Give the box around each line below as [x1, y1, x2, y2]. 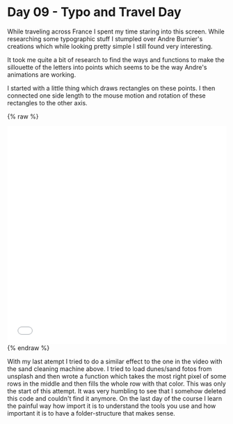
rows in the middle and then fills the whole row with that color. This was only [7, 379, 226, 388]
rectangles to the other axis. [7, 98, 88, 107]
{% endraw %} [7, 343, 50, 352]
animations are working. [7, 70, 77, 79]
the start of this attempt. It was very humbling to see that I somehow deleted [7, 386, 226, 395]
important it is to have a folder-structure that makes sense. [7, 409, 175, 417]
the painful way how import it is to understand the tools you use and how [7, 402, 216, 410]
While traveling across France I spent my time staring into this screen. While [7, 27, 225, 36]
